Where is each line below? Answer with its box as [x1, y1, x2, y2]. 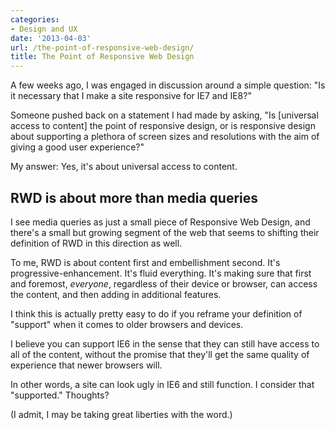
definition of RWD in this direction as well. [10, 237, 183, 249]
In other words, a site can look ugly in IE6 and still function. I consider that [10, 378, 315, 390]
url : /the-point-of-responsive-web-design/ [10, 42, 195, 53]
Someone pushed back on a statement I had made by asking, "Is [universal [10, 109, 319, 121]
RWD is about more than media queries [10, 189, 259, 206]
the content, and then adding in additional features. [10, 288, 222, 300]
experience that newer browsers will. [10, 359, 163, 371]
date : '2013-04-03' [10, 33, 92, 43]
